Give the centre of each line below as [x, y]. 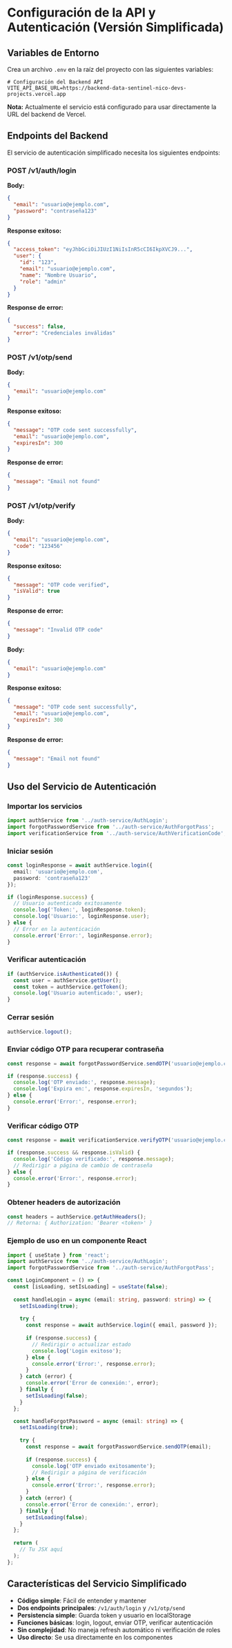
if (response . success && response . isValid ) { [74, 1152]
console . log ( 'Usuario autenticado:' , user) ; [78, 993]
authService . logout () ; [40, 1032]
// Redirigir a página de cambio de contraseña [83, 1165]
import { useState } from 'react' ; [58, 1255]
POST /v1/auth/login [42, 170]
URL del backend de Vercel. [47, 114]
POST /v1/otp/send [40, 357]
